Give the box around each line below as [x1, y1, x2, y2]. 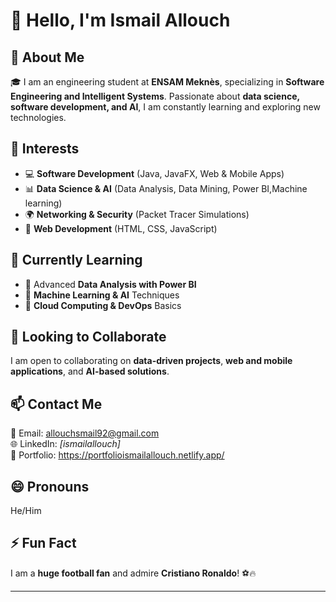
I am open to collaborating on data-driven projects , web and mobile [10, 355, 293, 367]
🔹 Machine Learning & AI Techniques [24, 289, 180, 301]
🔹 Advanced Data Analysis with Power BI [24, 278, 197, 290]
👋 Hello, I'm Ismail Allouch [10, 9, 231, 32]
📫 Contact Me [10, 395, 103, 413]
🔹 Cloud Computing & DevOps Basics [24, 299, 182, 311]
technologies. [10, 112, 67, 123]
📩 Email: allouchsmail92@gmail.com [10, 427, 160, 439]
